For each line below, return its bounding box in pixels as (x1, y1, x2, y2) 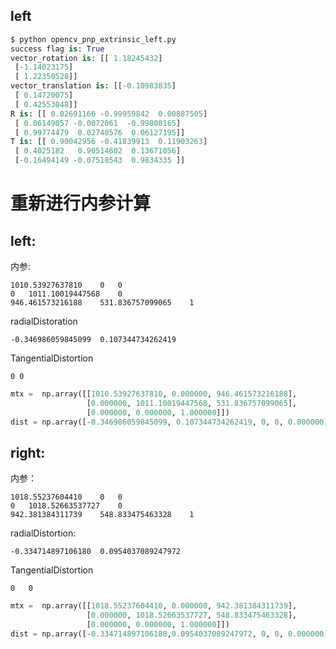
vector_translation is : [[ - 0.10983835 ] (10, 81, 177, 91)
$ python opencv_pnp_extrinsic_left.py (10, 34, 177, 44)
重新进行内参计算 (10, 192, 152, 215)
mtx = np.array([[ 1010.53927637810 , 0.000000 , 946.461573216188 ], (10, 389, 298, 399)
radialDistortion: (10, 527, 77, 539)
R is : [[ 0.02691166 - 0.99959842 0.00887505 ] (10, 109, 208, 119)
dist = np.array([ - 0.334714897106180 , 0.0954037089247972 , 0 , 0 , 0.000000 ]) (10, 629, 333, 639)
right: (10, 444, 46, 461)
